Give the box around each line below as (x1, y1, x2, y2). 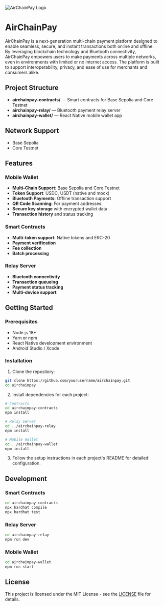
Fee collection (12, 245, 42, 251)
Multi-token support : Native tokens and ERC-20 (12, 234, 110, 240)
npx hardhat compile (5, 505, 47, 510)
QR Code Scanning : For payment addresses (12, 201, 102, 206)
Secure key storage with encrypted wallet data (12, 206, 108, 212)
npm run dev (5, 537, 29, 542)
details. (5, 596, 20, 602)
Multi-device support (12, 289, 57, 295)
